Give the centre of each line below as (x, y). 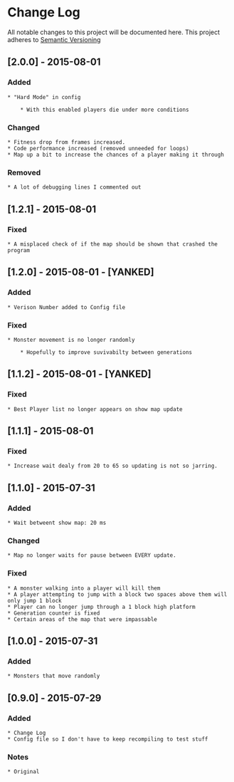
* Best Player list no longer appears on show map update (95, 409)
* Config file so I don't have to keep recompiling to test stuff (108, 739)
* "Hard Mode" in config (44, 97)
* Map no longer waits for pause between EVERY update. (92, 556)
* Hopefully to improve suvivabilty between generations (106, 352)
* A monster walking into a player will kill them (84, 588)
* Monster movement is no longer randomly (71, 340)
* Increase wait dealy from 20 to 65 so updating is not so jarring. (113, 466)
